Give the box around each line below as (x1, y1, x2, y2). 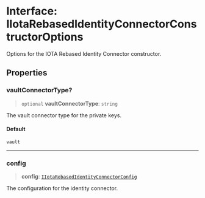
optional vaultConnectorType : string (21, 100, 118, 107)
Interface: (6, 4, 58, 18)
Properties (6, 68, 48, 78)
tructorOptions (6, 30, 84, 44)
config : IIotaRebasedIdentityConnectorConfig (21, 173, 137, 180)
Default (6, 126, 26, 133)
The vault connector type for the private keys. (6, 111, 122, 119)
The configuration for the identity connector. (6, 185, 118, 192)
